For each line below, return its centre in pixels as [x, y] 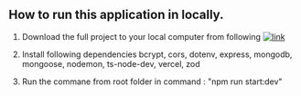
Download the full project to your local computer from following [141, 36]
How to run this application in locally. [116, 15]
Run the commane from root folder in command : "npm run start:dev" [152, 82]
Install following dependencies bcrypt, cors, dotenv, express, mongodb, [157, 54]
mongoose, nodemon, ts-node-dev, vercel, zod [111, 63]
